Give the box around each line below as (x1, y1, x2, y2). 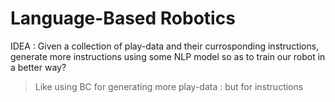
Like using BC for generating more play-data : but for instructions (34, 80, 304, 92)
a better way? (10, 61, 67, 73)
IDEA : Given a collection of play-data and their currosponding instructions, (10, 40, 320, 52)
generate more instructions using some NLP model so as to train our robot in (10, 50, 326, 62)
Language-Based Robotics (10, 7, 236, 30)
